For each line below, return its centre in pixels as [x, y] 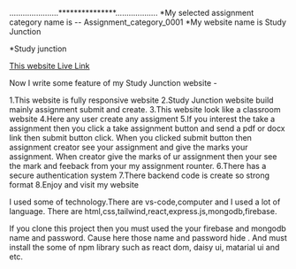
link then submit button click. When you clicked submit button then [130, 138]
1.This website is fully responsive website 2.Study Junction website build [141, 100]
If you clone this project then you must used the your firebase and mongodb [148, 228]
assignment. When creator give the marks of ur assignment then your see [143, 157]
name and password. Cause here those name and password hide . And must [148, 238]
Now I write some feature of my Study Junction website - [114, 83]
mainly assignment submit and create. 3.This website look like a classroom [145, 109]
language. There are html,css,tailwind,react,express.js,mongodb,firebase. [143, 211]
